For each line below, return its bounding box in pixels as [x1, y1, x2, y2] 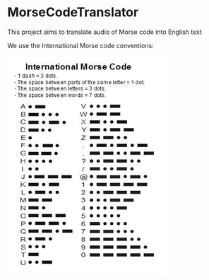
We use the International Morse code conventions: [7, 41, 154, 49]
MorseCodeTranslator [7, 4, 139, 21]
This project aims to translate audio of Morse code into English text [7, 28, 203, 36]
